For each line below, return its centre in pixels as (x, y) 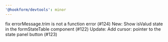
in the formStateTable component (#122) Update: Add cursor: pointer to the (83, 29)
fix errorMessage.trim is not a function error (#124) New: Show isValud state (84, 24)
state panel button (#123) (31, 34)
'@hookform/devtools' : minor (36, 10)
